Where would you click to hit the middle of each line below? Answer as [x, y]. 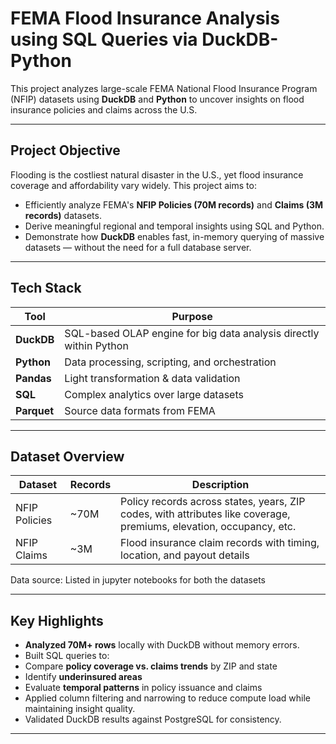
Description [220, 485]
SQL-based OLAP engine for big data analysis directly [192, 333]
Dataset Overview [67, 456]
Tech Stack [46, 288]
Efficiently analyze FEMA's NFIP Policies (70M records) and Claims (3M [174, 204]
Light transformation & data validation [152, 378]
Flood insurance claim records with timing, [220, 543]
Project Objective [65, 150]
